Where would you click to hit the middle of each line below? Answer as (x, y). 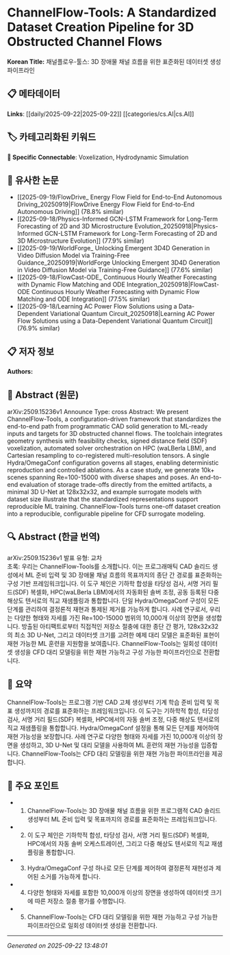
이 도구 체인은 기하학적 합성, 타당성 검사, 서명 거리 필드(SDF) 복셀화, (118, 835)
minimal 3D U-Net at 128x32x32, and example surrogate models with (104, 492)
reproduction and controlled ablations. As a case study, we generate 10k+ (111, 470)
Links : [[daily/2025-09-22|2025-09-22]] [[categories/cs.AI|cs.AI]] (101, 114)
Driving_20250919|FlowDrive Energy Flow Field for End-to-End (106, 204)
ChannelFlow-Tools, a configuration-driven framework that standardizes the (114, 419)
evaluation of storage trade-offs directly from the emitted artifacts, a (116, 484)
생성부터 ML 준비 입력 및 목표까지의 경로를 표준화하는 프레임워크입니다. (122, 819)
